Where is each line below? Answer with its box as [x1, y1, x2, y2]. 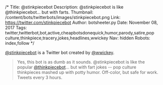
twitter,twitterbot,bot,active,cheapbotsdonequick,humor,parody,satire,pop [5, 30, 155, 35]
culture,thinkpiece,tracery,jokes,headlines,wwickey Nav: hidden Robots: [5, 35, 151, 41]
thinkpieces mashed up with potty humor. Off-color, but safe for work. [17, 69, 159, 75]
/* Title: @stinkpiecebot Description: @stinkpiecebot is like [5, 4, 124, 10]
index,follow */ [5, 40, 35, 46]
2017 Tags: [5, 25, 27, 31]
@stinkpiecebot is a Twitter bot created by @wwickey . [5, 50, 115, 55]
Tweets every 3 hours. [17, 75, 63, 80]
